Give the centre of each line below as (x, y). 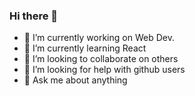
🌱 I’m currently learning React (85, 48)
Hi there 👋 (34, 16)
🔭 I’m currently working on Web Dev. (99, 38)
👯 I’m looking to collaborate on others (101, 59)
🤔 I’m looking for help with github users (104, 70)
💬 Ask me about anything (75, 80)
